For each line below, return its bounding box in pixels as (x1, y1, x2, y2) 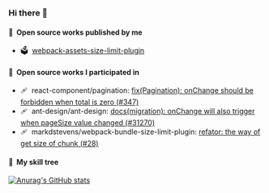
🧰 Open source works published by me (8, 27, 143, 37)
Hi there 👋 (8, 7, 49, 19)
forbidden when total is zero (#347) (19, 97, 139, 107)
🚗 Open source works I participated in (8, 67, 140, 77)
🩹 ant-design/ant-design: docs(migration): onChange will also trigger (19, 107, 255, 116)
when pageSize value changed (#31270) (19, 118, 156, 128)
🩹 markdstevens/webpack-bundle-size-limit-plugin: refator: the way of (19, 127, 261, 136)
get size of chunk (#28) (19, 139, 99, 149)
